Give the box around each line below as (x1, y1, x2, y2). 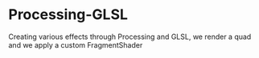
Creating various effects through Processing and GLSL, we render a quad (8, 32, 252, 41)
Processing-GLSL (8, 6, 129, 24)
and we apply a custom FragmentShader (8, 40, 143, 49)
